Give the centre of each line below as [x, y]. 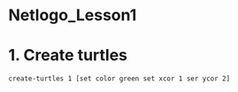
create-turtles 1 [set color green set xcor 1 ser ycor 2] [119, 79]
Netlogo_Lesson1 [73, 15]
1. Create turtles [68, 56]
